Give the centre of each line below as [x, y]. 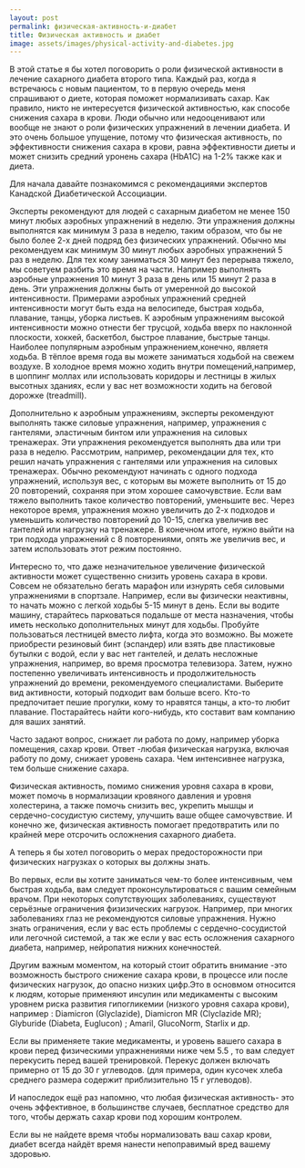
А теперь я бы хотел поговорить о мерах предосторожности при [136, 852]
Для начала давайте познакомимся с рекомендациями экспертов [139, 184]
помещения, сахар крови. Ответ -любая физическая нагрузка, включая [149, 749]
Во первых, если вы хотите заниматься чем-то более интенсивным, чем [151, 880]
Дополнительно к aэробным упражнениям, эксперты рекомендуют [142, 413]
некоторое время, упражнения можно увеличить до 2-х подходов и [142, 510]
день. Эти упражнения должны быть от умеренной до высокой [133, 289]
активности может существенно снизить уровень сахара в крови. [139, 577]
